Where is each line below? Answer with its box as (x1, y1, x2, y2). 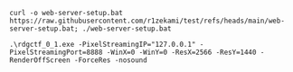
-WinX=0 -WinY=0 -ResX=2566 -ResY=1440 (106, 48, 257, 57)
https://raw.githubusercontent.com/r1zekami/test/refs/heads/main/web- (9, 16, 285, 25)
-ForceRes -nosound (73, 56, 147, 65)
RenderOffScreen (9, 56, 71, 65)
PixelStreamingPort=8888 (9, 48, 103, 57)
